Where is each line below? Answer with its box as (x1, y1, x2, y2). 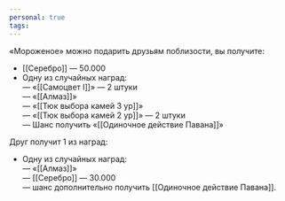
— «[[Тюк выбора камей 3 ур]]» (21, 100, 144, 111)
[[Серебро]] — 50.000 (21, 63, 107, 73)
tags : (9, 21, 29, 30)
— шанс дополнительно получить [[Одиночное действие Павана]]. (21, 182, 277, 192)
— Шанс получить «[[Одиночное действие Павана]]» (21, 119, 224, 129)
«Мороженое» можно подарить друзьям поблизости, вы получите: (9, 45, 265, 56)
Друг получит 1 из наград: (9, 136, 108, 147)
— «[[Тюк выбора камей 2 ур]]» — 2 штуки (21, 110, 186, 120)
